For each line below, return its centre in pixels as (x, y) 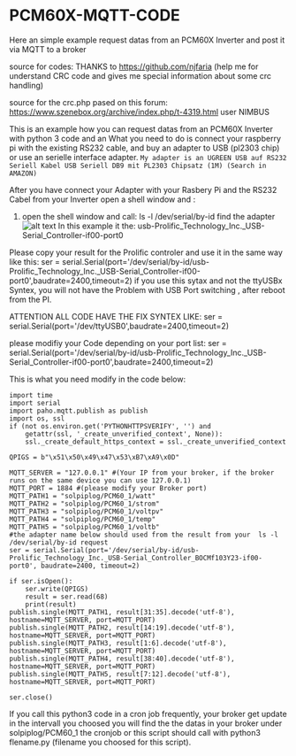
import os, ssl (37, 418)
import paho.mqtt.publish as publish (79, 411)
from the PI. (30, 299)
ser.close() (31, 697)
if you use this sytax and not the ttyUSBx (208, 281)
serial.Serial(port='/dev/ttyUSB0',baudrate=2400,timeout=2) (119, 326)
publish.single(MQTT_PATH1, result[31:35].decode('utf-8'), (122, 612)
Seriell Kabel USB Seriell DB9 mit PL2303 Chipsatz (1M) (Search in (138, 166)
